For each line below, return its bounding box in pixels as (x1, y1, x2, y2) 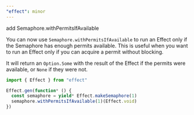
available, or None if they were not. (6, 65, 88, 73)
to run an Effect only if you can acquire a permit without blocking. (6, 48, 164, 55)
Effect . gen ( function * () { (6, 88, 72, 93)
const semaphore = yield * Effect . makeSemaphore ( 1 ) (11, 93, 137, 99)
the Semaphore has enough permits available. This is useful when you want (6, 42, 188, 49)
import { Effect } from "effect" (6, 77, 88, 83)
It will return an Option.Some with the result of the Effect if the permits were (6, 60, 186, 67)
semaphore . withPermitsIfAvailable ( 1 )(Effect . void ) (11, 99, 137, 104)
